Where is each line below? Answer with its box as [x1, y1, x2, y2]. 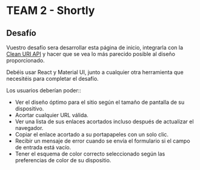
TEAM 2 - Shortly [6, 4, 95, 18]
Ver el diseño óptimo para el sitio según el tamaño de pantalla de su [15, 98, 185, 106]
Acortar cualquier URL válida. [15, 112, 89, 118]
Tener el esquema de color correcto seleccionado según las [15, 150, 165, 157]
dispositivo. [15, 105, 44, 112]
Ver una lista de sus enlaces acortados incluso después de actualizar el [15, 118, 194, 125]
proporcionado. [6, 57, 45, 64]
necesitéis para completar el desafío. [6, 75, 99, 82]
